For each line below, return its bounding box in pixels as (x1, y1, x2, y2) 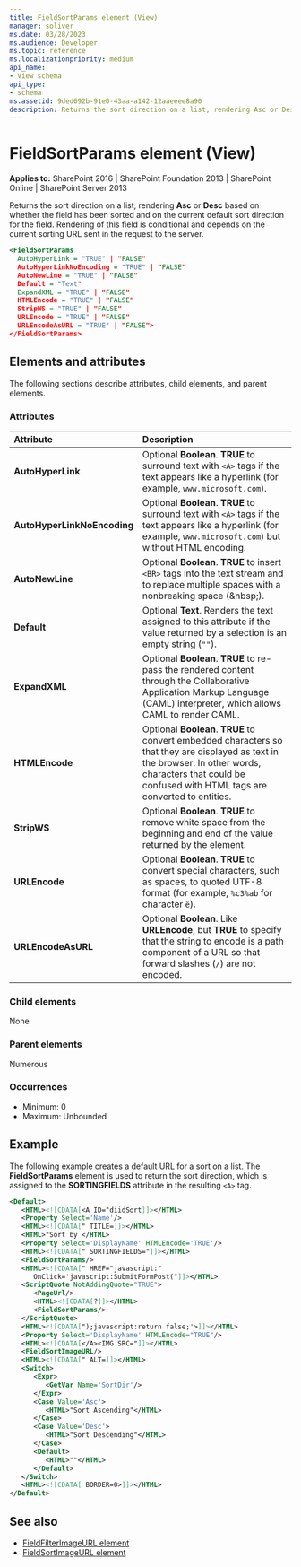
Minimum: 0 (21, 1101, 67, 1112)
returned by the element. (142, 838, 246, 850)
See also (9, 1513, 58, 1529)
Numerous (9, 1058, 48, 1069)
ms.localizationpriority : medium (9, 55, 134, 64)
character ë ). (142, 898, 196, 910)
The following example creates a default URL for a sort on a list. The (9, 1161, 261, 1171)
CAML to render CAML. (142, 708, 240, 720)
